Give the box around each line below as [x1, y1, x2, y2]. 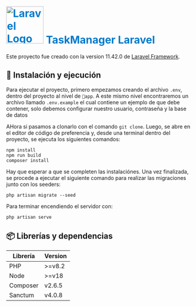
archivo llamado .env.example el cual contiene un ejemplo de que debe [6, 98, 180, 106]
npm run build [6, 152, 42, 158]
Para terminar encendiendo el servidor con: [6, 203, 113, 210]
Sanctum [9, 291, 35, 299]
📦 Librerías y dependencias [6, 231, 113, 241]
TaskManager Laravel [45, 33, 155, 47]
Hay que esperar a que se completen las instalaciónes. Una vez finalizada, [6, 168, 189, 175]
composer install [6, 157, 49, 163]
